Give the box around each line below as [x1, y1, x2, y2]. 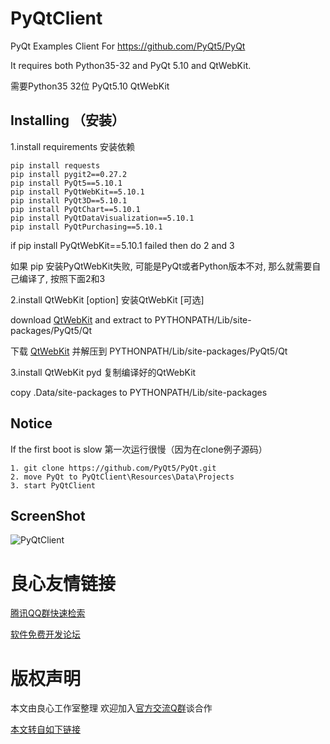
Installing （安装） [10, 112, 126, 129]
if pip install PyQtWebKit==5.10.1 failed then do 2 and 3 [10, 239, 235, 251]
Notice [10, 415, 53, 432]
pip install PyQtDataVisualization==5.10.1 [10, 213, 195, 223]
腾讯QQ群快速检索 [10, 607, 86, 619]
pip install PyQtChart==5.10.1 [10, 204, 141, 214]
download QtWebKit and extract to [10, 313, 153, 326]
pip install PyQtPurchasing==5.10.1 [10, 222, 163, 232]
